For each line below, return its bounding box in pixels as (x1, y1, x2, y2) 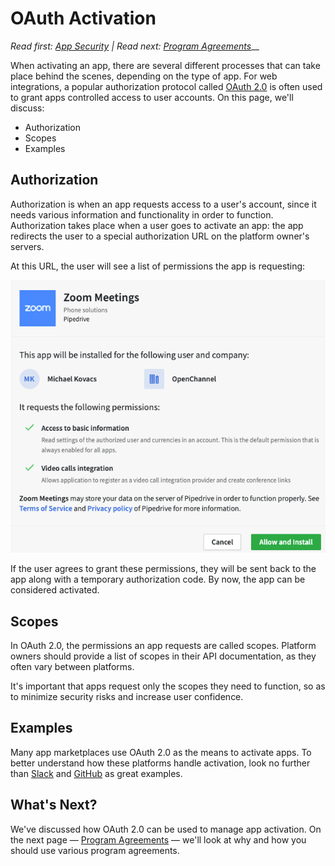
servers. (10, 240, 45, 252)
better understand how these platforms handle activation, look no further (10, 757, 311, 769)
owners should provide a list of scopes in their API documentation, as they (10, 650, 317, 662)
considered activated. (10, 584, 100, 596)
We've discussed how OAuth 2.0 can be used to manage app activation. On (10, 823, 322, 835)
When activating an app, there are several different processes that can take (10, 59, 321, 71)
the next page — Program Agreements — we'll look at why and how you (10, 833, 307, 846)
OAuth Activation (10, 7, 157, 30)
